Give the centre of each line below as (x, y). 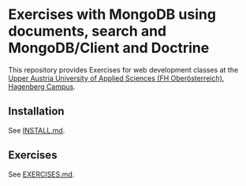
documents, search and (88, 31)
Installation (36, 112)
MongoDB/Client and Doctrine (109, 48)
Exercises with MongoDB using (112, 15)
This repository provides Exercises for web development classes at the (123, 69)
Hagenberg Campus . (42, 86)
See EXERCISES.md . (41, 174)
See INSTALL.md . (37, 130)
